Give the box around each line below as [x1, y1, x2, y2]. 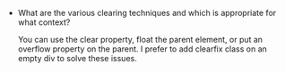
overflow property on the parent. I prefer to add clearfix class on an [17, 44, 267, 54]
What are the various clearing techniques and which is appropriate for [17, 8, 277, 18]
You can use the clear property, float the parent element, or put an [17, 35, 263, 44]
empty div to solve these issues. [17, 53, 137, 63]
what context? [17, 17, 71, 28]
